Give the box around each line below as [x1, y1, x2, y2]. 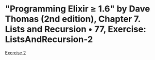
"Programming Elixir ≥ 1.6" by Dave [5, 3, 151, 14]
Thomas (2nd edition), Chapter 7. [5, 13, 141, 24]
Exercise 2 [5, 49, 26, 56]
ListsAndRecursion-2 [5, 34, 93, 45]
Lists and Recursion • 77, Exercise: [5, 24, 147, 35]
